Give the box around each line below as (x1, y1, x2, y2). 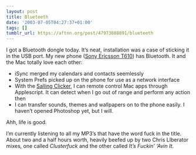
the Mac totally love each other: (6, 59, 83, 66)
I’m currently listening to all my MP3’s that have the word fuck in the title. (6, 130, 182, 137)
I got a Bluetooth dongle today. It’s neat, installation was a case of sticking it (6, 46, 190, 53)
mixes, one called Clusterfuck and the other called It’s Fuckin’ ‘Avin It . (6, 143, 174, 150)
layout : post (6, 8, 38, 15)
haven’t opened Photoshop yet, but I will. (14, 108, 113, 115)
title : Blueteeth (6, 14, 49, 20)
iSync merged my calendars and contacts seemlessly (14, 70, 144, 77)
